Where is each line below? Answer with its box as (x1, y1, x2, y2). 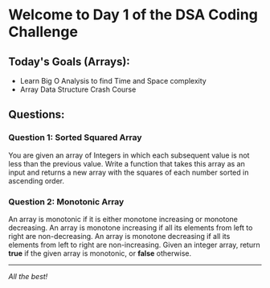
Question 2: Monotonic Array (8, 195, 125, 207)
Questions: (8, 108, 65, 121)
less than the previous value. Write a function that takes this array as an (8, 158, 245, 168)
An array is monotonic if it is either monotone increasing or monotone (8, 214, 239, 224)
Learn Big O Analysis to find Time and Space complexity (19, 76, 207, 85)
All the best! (8, 271, 48, 281)
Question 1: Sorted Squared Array (8, 132, 142, 143)
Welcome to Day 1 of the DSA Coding (8, 6, 259, 24)
